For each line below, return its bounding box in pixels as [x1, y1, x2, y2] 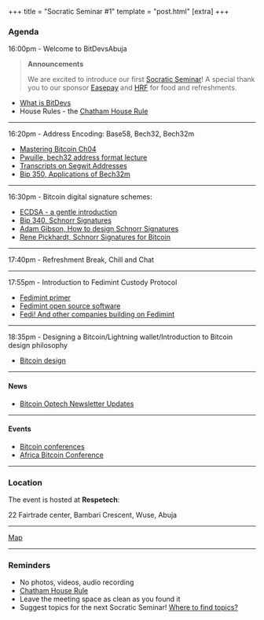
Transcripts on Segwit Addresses [19, 161, 128, 171]
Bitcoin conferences [19, 441, 85, 451]
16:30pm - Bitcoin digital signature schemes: [8, 192, 152, 201]
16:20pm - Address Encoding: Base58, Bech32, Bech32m [8, 129, 195, 138]
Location [8, 477, 43, 488]
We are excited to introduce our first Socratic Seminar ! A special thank [27, 75, 255, 84]
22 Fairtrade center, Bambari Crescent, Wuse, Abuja [8, 511, 178, 519]
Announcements [27, 59, 84, 69]
